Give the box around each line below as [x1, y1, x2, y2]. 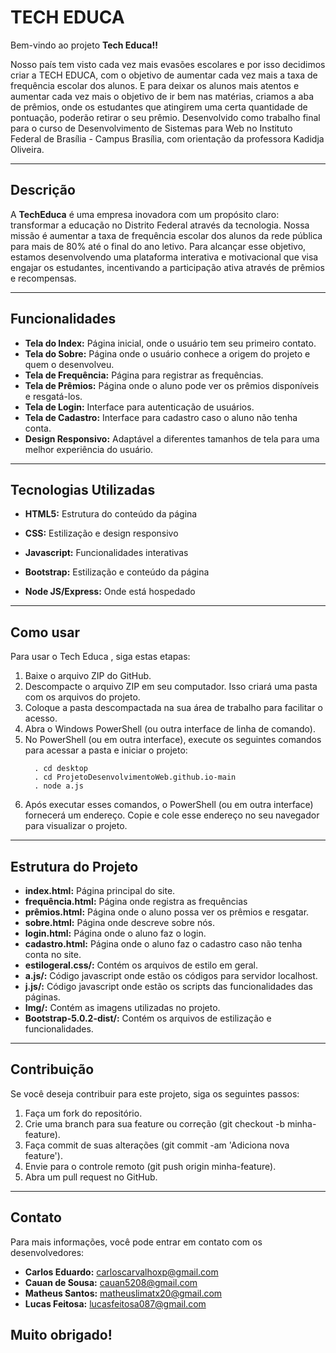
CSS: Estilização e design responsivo [24, 527, 179, 540]
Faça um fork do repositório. [24, 1107, 143, 1119]
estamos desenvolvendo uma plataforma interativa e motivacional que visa [10, 251, 319, 263]
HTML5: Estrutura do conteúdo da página [24, 508, 198, 520]
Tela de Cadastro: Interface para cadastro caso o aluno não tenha [24, 411, 298, 423]
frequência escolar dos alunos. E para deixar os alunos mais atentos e [10, 79, 300, 91]
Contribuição [10, 1061, 95, 1078]
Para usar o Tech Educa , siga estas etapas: [10, 651, 191, 663]
